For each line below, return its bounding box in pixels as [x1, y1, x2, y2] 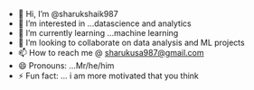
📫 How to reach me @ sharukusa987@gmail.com [17, 48, 205, 58]
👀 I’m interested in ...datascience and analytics [17, 18, 192, 29]
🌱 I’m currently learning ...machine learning [17, 28, 179, 38]
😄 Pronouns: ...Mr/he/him [17, 60, 115, 71]
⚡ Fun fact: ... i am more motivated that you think [17, 70, 199, 81]
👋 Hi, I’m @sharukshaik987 [17, 9, 119, 19]
